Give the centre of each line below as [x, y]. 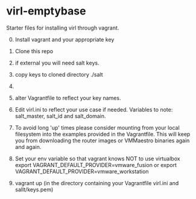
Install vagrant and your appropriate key [65, 39]
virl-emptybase [46, 11]
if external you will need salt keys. [57, 63]
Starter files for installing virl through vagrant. [63, 28]
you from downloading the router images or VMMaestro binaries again [102, 141]
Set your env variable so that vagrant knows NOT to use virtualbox [97, 159]
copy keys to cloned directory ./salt [59, 74]
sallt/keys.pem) [34, 189]
